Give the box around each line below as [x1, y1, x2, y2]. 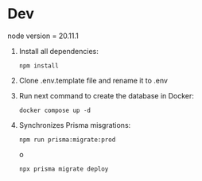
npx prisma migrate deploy [18, 164, 109, 173]
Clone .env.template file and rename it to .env [18, 75, 169, 85]
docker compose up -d [18, 106, 91, 114]
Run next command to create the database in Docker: [18, 90, 194, 100]
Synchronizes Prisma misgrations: [18, 120, 131, 129]
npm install [18, 61, 59, 70]
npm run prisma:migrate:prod [18, 136, 116, 144]
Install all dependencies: [18, 46, 99, 56]
